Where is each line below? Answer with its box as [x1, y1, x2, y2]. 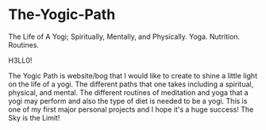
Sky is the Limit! [8, 113, 60, 122]
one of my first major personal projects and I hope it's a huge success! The [8, 105, 254, 114]
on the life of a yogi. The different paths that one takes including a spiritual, [8, 79, 254, 89]
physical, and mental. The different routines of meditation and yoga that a [8, 87, 249, 97]
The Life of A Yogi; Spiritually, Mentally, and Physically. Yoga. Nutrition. [8, 32, 241, 41]
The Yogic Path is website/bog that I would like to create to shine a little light [8, 71, 258, 80]
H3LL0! [8, 55, 33, 65]
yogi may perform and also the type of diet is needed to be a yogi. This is [8, 96, 248, 105]
